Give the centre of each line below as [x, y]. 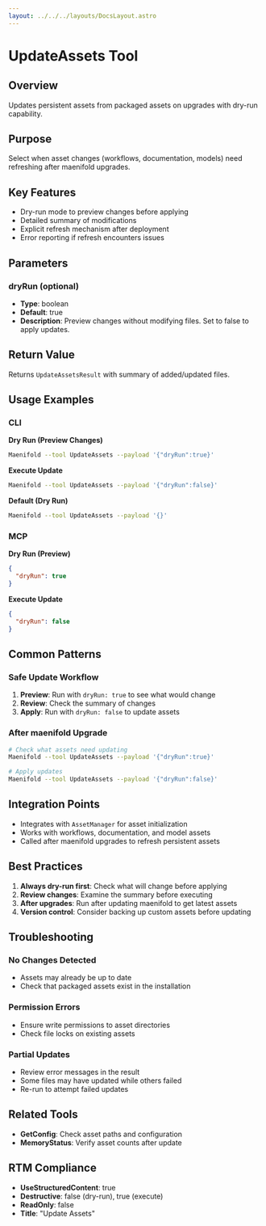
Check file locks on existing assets [77, 1033]
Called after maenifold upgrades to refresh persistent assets [120, 841]
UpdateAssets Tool [73, 55]
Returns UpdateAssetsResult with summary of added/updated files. [119, 374]
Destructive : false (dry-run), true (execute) [91, 1196]
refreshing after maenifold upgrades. [69, 167]
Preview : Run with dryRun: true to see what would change [118, 695]
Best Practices [46, 867]
